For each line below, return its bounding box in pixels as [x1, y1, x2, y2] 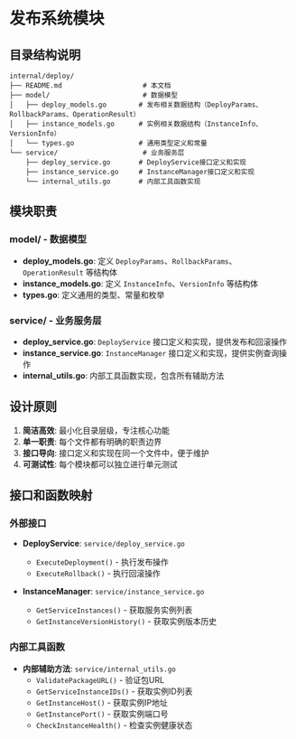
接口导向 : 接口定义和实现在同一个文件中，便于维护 [22, 447, 209, 458]
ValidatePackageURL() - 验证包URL [35, 674, 165, 685]
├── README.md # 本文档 [9, 81, 171, 90]
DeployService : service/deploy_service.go [22, 538, 185, 549]
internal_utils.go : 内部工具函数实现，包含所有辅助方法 [22, 369, 225, 380]
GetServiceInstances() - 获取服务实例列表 [35, 604, 193, 615]
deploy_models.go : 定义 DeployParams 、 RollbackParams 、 [22, 255, 237, 267]
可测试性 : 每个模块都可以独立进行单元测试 [22, 458, 178, 470]
